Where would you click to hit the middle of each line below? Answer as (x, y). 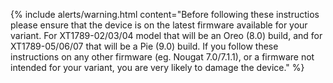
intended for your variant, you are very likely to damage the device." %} (157, 67)
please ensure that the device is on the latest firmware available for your (159, 25)
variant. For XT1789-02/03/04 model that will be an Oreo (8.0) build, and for (166, 35)
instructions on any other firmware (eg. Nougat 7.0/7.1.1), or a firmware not (162, 57)
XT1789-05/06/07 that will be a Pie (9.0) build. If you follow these (144, 46)
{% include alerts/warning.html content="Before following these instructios (165, 14)
